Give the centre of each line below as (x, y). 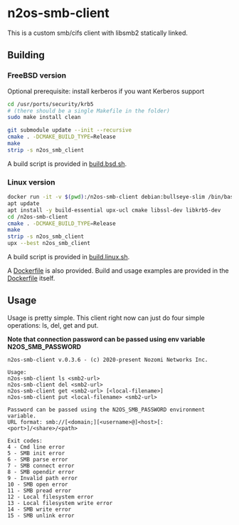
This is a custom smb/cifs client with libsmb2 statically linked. (98, 33)
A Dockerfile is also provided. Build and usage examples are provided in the (118, 271)
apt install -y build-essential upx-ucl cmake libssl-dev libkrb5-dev (114, 210)
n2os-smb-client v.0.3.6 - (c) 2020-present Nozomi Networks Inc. (108, 360)
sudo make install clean (44, 118)
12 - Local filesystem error (51, 497)
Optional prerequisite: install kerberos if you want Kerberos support (106, 91)
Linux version (31, 182)
